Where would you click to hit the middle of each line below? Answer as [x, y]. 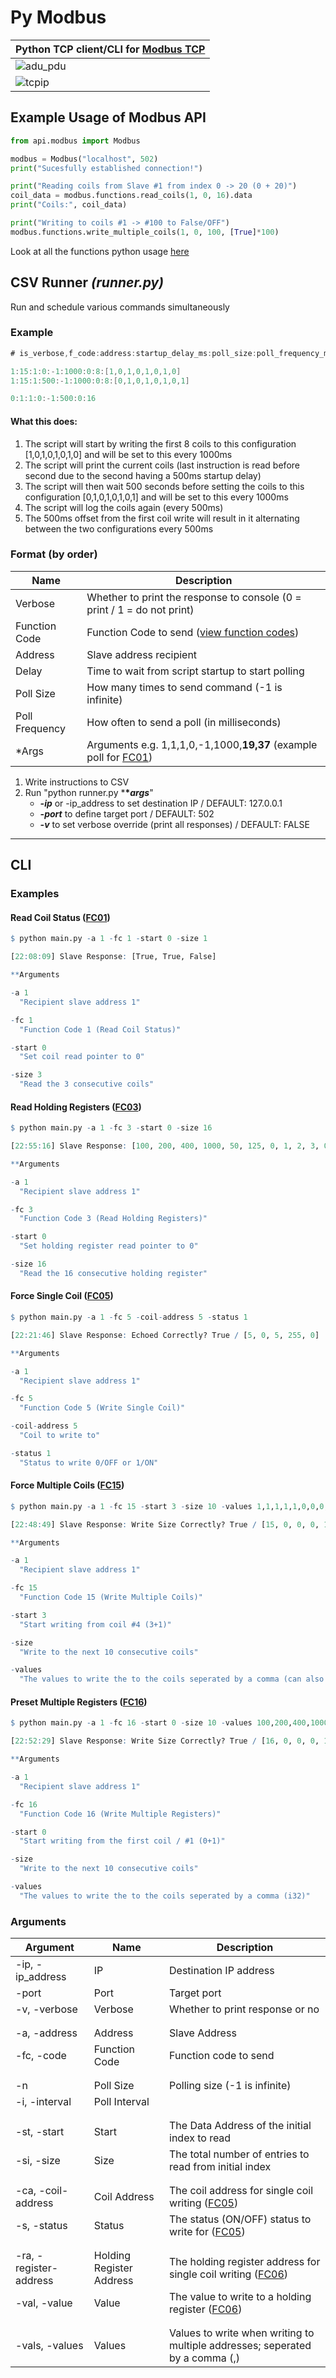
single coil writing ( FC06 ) [229, 2274]
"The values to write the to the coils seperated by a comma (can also [172, 1679]
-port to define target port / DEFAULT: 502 [127, 813]
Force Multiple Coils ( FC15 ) [67, 1485]
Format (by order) [54, 554]
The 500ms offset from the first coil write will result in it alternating [162, 518]
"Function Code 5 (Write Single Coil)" [102, 1408]
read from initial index [220, 2167]
